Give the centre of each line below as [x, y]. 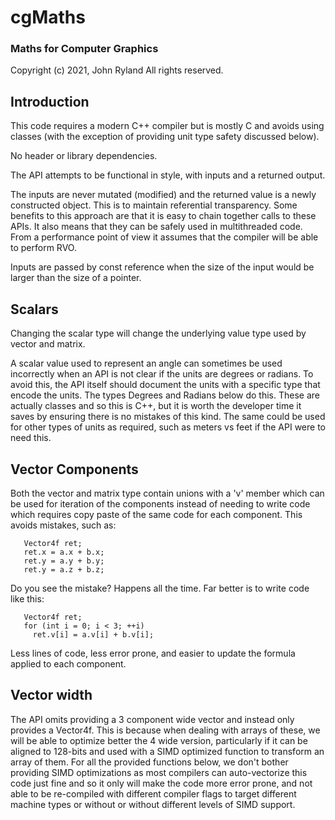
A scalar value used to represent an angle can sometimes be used [146, 363]
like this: [27, 598]
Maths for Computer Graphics [84, 49]
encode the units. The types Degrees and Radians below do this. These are [165, 395]
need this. [31, 438]
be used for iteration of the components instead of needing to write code [160, 503]
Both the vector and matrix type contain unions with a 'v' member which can [167, 493]
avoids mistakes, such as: [63, 525]
